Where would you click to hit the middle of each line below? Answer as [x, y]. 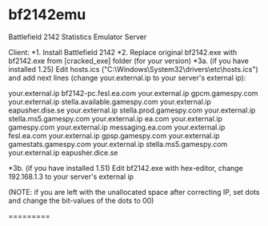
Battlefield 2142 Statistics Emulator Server [78, 37]
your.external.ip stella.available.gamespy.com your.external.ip [110, 101]
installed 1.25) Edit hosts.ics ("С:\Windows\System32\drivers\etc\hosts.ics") [133, 69]
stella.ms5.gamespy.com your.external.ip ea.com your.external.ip [115, 118]
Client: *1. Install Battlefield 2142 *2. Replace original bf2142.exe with [123, 52]
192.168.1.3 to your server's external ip [71, 176]
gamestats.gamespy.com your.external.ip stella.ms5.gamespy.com [118, 144]
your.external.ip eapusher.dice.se [63, 153]
